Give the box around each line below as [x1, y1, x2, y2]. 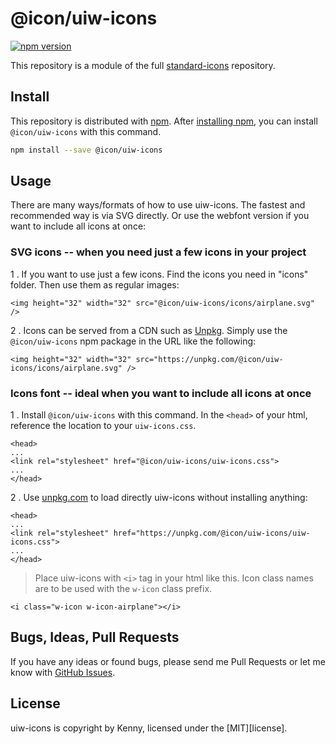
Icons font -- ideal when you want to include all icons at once [10, 386, 312, 400]
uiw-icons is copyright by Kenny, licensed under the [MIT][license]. [10, 722, 288, 734]
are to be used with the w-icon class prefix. [34, 583, 213, 595]
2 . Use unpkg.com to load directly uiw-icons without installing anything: [10, 492, 308, 504]
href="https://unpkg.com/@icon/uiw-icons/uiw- [113, 528, 311, 539]
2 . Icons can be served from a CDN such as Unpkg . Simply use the [10, 324, 288, 336]
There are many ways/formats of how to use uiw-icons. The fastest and [10, 199, 306, 211]
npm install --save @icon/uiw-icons [10, 145, 163, 155]
